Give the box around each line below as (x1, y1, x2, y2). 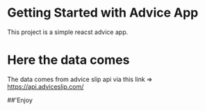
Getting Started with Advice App (7, 5, 199, 21)
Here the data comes (7, 52, 130, 68)
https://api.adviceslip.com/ (7, 82, 84, 91)
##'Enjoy (7, 96, 33, 104)
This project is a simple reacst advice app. (7, 28, 129, 36)
